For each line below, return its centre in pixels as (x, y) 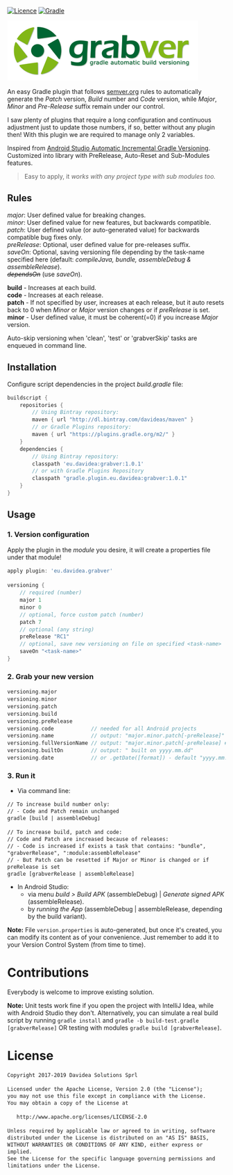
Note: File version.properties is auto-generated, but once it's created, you (114, 930)
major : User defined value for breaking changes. (77, 215)
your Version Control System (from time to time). (76, 945)
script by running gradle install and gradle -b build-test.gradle (103, 1021)
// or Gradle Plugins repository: (82, 427)
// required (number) (51, 593)
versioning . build (32, 714)
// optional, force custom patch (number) (82, 615)
